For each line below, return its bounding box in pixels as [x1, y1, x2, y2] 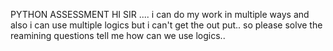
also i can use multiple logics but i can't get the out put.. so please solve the [10, 19, 323, 31]
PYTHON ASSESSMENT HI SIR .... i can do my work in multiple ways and [10, 9, 310, 20]
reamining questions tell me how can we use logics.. [10, 30, 226, 41]
